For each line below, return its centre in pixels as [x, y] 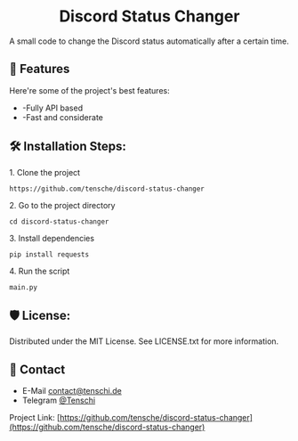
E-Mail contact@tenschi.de [72, 391]
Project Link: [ [35, 418]
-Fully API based [52, 108]
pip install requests [49, 254]
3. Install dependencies [52, 238]
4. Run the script [40, 271]
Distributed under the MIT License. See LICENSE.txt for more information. [144, 341]
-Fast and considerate [63, 117]
